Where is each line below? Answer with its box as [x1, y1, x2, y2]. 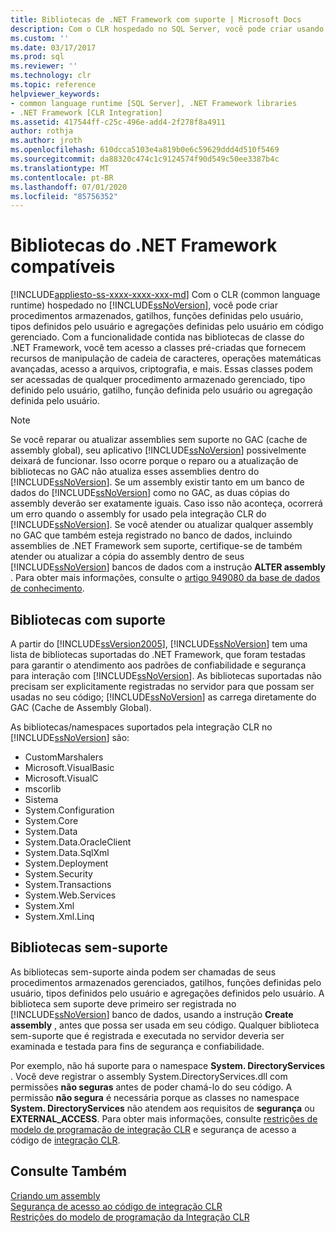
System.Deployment [24, 857, 109, 869]
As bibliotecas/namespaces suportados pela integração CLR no [10, 721, 273, 733]
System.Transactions [24, 879, 112, 890]
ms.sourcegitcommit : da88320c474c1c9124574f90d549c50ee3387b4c [10, 154, 280, 164]
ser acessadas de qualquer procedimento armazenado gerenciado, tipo [10, 374, 306, 386]
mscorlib [24, 783, 62, 795]
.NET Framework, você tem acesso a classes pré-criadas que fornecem [10, 342, 307, 354]
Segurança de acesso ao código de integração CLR [10, 1200, 223, 1212]
